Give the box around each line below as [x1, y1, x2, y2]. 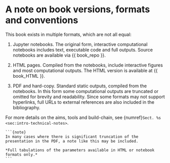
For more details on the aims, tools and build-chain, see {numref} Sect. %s [5, 114, 161, 121]
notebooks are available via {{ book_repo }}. [12, 52, 106, 58]
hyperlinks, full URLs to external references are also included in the [12, 99, 155, 105]
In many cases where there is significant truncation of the [5, 134, 139, 139]
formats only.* [5, 152, 38, 157]
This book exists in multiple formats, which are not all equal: [5, 31, 132, 37]
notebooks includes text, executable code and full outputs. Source [12, 46, 153, 53]
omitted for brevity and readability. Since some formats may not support [12, 94, 165, 100]
